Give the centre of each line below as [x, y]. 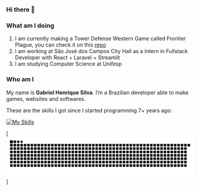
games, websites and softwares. [46, 98]
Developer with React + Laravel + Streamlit [67, 58]
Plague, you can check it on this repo [60, 45]
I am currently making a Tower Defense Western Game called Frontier [100, 39]
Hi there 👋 [21, 10]
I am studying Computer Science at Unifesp [68, 64]
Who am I [20, 79]
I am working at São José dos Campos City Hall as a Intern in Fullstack [101, 51]
